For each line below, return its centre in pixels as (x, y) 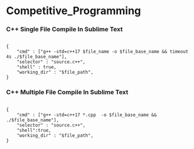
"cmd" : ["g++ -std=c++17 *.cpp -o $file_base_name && (87, 115)
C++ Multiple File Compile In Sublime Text (67, 92)
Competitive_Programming (74, 11)
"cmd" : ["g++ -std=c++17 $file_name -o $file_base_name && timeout (103, 52)
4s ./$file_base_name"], (37, 57)
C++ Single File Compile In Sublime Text (64, 29)
